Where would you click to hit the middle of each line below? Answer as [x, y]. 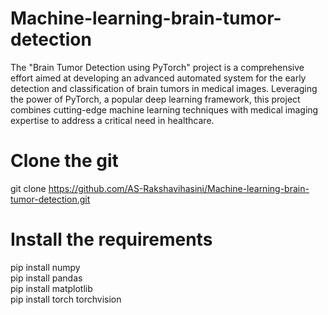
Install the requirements [111, 239]
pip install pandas [46, 278]
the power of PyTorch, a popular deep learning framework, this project [155, 99]
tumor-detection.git [50, 199]
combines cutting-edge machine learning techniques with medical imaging [164, 109]
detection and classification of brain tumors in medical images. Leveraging [164, 88]
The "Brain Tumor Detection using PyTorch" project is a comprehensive [157, 67]
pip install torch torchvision [66, 299]
